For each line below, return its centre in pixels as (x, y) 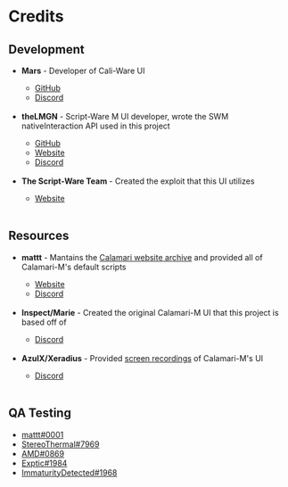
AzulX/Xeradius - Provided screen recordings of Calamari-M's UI (142, 358)
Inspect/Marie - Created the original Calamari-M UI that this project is (150, 312)
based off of (44, 322)
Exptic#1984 (44, 463)
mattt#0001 (42, 434)
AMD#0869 (42, 453)
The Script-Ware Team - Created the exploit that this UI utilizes (138, 181)
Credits (36, 17)
